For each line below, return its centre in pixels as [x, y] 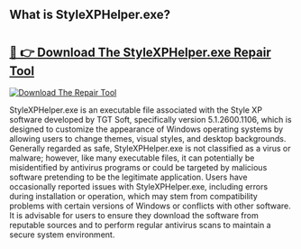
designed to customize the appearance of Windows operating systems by [146, 129]
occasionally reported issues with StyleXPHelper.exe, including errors [139, 187]
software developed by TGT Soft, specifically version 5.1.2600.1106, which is [150, 120]
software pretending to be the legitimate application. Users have [128, 177]
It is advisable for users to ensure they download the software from [134, 215]
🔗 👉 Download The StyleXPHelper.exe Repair [141, 52]
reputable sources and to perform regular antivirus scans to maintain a [140, 225]
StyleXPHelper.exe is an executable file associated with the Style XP [136, 110]
